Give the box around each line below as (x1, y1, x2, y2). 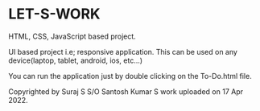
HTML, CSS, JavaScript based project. (8, 31, 137, 41)
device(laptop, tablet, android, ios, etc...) (8, 55, 143, 65)
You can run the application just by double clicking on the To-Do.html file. (8, 71, 252, 80)
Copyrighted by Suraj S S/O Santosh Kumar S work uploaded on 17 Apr (8, 86, 244, 97)
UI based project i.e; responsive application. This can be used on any (8, 47, 237, 56)
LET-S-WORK (8, 5, 101, 23)
